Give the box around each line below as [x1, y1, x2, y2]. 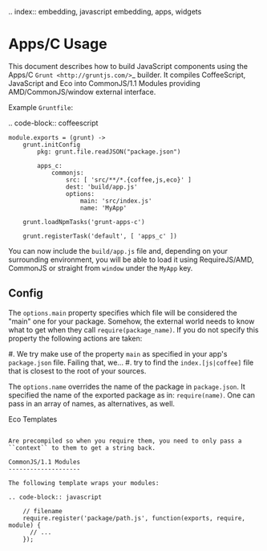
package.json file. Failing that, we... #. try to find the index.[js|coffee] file [8, 357, 254, 367]
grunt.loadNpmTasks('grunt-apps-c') [22, 218, 146, 226]
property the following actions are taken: [8, 333, 143, 343]
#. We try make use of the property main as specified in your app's [8, 349, 228, 358]
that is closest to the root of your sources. [8, 365, 147, 376]
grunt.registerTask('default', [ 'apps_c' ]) [22, 232, 178, 240]
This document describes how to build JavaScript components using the [8, 61, 249, 71]
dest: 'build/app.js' [65, 182, 138, 191]
